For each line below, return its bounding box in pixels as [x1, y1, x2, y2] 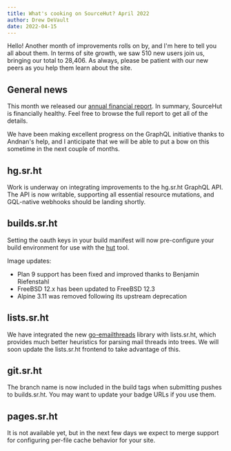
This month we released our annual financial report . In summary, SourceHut [7, 102, 223, 110]
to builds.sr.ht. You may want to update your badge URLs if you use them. [7, 390, 217, 399]
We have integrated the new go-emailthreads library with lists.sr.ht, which [7, 330, 217, 339]
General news [7, 83, 68, 95]
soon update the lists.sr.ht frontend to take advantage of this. [7, 345, 181, 353]
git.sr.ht [7, 365, 43, 377]
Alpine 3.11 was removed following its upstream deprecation [17, 292, 188, 300]
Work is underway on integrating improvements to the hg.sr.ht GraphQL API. [7, 183, 223, 191]
